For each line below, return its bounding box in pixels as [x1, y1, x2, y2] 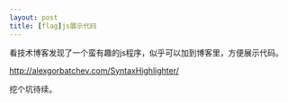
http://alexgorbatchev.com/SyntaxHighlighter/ [9, 64, 180, 76]
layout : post [9, 13, 58, 22]
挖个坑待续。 [9, 83, 57, 94]
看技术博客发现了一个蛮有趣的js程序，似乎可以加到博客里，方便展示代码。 [9, 47, 283, 58]
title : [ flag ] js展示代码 [9, 21, 97, 30]
